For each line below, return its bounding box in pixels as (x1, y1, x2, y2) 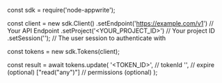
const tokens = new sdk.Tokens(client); (7, 48, 120, 55)
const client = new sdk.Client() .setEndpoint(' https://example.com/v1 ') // (7, 19, 214, 27)
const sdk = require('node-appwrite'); (7, 6, 116, 14)
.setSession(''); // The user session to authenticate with (7, 34, 166, 42)
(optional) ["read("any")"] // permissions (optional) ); (7, 68, 158, 76)
